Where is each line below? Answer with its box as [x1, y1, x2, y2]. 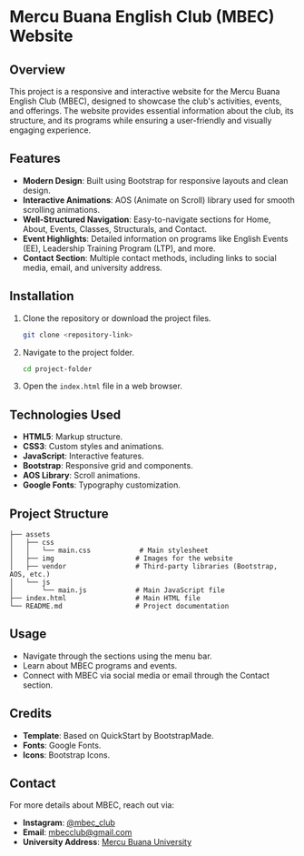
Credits [9, 706, 53, 721]
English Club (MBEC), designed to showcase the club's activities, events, [9, 96, 282, 106]
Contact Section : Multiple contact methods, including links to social [22, 252, 277, 263]
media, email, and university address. [22, 262, 163, 273]
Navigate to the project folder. [22, 347, 134, 358]
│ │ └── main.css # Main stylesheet [9, 546, 209, 555]
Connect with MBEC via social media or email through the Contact [22, 670, 270, 680]
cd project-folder [22, 364, 93, 374]
